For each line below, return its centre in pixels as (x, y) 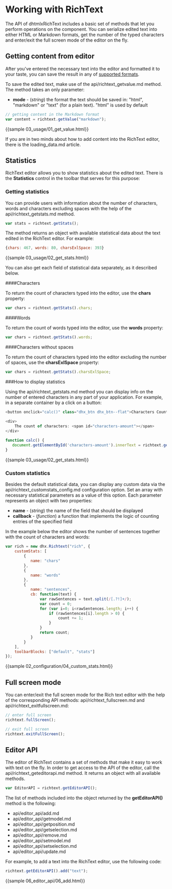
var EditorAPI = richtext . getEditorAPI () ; (51, 788)
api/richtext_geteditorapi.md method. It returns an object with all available (83, 773)
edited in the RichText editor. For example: (50, 239)
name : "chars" (45, 561)
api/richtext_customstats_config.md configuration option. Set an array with (84, 490)
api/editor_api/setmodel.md (41, 841)
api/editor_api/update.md (39, 851)
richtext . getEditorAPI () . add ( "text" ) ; (47, 871)
